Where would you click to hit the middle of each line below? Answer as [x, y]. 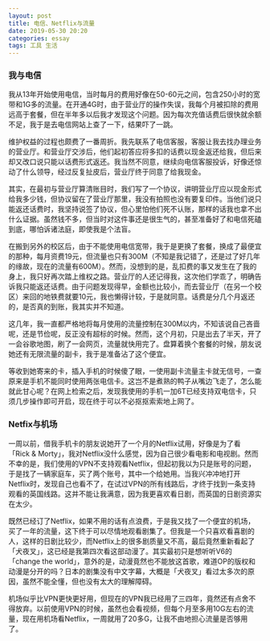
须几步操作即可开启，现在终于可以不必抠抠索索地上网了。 [103, 401]
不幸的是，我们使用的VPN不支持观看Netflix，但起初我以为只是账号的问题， [132, 463]
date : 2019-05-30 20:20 [48, 31]
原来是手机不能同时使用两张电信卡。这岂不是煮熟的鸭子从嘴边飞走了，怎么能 [135, 381]
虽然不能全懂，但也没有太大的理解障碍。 [89, 581]
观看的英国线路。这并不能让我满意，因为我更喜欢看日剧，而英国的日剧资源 [131, 494]
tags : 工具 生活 [33, 46]
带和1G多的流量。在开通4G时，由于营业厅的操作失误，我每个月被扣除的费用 [133, 105]
